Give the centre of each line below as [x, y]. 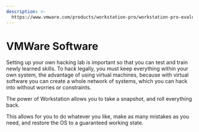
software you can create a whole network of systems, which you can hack [97, 81]
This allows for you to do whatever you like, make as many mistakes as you [98, 117]
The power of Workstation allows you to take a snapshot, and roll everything [99, 99]
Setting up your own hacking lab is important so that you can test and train [97, 62]
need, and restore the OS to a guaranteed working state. [75, 123]
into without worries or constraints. [49, 88]
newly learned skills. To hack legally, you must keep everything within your [97, 69]
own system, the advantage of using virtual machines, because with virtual [97, 75]
